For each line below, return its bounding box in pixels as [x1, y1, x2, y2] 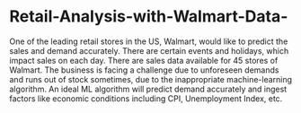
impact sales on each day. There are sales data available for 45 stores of [9, 55, 279, 65]
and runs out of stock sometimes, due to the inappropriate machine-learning [9, 74, 293, 84]
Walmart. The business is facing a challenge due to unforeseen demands [9, 65, 279, 75]
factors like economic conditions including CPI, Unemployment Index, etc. [9, 92, 283, 104]
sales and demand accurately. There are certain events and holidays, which [9, 45, 289, 56]
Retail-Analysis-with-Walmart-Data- [9, 6, 288, 27]
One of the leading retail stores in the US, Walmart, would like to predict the [9, 36, 288, 47]
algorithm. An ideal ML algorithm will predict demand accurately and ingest [9, 83, 288, 94]
